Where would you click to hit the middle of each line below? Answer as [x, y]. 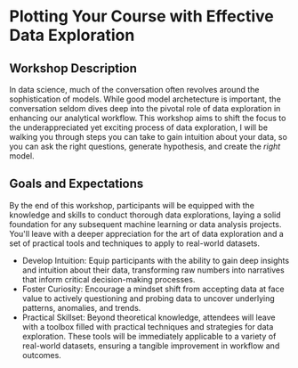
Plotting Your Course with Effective [141, 16]
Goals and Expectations [77, 184]
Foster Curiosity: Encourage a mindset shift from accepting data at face [153, 289]
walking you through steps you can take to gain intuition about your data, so [148, 137]
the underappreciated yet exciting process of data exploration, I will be [139, 127]
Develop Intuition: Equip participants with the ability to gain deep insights [156, 260]
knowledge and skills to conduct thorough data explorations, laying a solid [145, 215]
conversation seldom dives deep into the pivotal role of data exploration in [145, 108]
